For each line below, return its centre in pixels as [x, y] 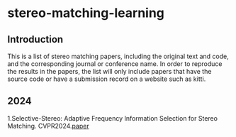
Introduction [35, 39]
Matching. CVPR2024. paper [49, 126]
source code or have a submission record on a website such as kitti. [107, 79]
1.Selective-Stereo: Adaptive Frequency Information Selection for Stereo [113, 118]
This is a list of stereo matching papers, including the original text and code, [118, 56]
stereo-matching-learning [86, 13]
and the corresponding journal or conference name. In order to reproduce [115, 64]
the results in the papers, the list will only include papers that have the [109, 71]
